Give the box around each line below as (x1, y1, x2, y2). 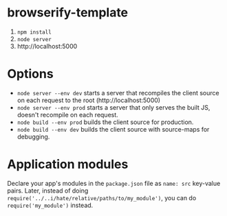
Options (7, 67, 54, 82)
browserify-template (7, 5, 129, 21)
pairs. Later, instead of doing (7, 187, 89, 195)
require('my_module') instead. (7, 201, 94, 209)
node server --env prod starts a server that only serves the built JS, (17, 103, 210, 111)
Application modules (7, 156, 129, 172)
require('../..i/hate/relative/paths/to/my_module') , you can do (7, 193, 197, 202)
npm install (17, 29, 52, 36)
